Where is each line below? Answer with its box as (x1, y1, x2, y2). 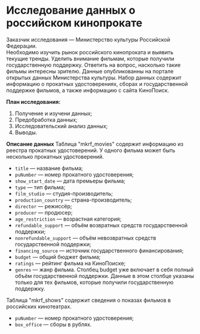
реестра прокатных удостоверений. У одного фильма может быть (6, 147, 176, 154)
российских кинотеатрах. (6, 302, 72, 310)
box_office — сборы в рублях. (14, 320, 92, 328)
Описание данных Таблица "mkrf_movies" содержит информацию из (6, 140, 184, 147)
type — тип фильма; (14, 183, 66, 191)
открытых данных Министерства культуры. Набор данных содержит (6, 74, 182, 81)
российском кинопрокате (6, 16, 143, 30)
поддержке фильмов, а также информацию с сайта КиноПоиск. (6, 86, 170, 94)
